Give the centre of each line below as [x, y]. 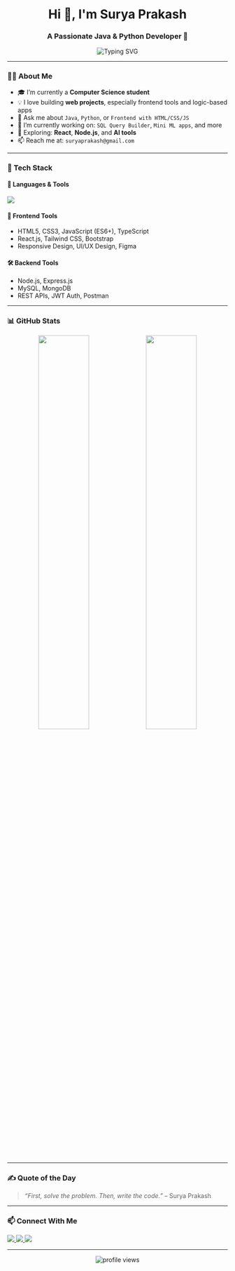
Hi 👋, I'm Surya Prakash [117, 14]
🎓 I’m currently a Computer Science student [84, 92]
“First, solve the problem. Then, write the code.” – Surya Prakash [118, 1195]
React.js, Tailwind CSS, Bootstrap [65, 239]
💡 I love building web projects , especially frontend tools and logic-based [122, 102]
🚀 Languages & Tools [38, 185]
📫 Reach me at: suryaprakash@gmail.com [76, 140]
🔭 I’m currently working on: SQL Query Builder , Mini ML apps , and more [120, 125]
